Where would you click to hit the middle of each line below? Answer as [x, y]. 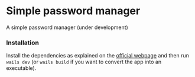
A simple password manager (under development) [67, 27]
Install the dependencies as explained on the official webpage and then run [97, 56]
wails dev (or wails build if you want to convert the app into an [84, 62]
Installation [23, 43]
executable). [21, 68]
